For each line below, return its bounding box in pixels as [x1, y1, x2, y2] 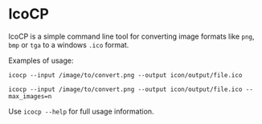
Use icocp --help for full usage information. [8, 106, 154, 116]
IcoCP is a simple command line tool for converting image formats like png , [8, 31, 255, 41]
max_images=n [8, 92, 52, 101]
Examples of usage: [8, 56, 74, 65]
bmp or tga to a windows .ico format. [8, 39, 129, 49]
